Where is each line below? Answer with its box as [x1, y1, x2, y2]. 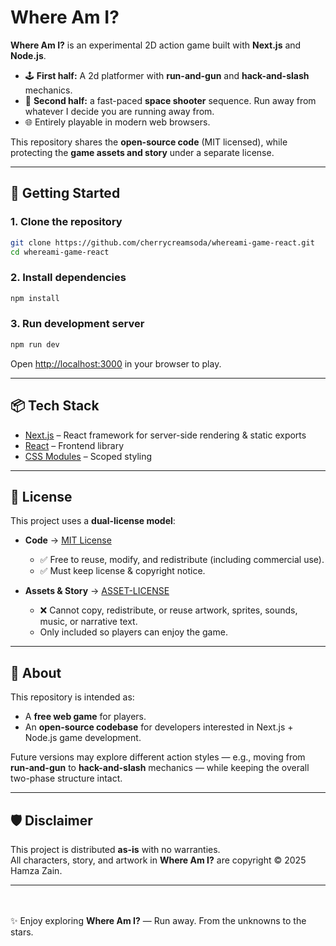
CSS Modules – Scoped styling [24, 450, 153, 462]
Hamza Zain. [10, 864, 63, 876]
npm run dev [10, 339, 60, 350]
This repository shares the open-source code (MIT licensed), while [10, 136, 288, 148]
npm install [10, 293, 60, 303]
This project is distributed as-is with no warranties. [10, 843, 221, 855]
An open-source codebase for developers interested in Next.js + [24, 721, 294, 733]
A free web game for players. [24, 711, 147, 723]
